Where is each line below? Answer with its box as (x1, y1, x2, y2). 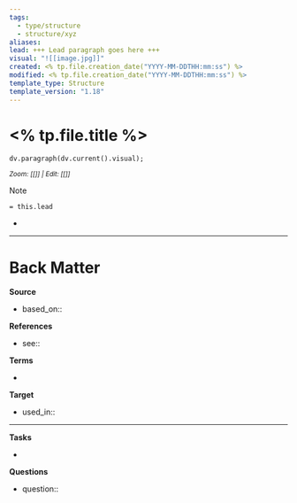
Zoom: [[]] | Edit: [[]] (9, 170, 71, 179)
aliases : (9, 37, 42, 47)
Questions (9, 467, 49, 477)
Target (9, 390, 34, 400)
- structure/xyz (17, 29, 77, 38)
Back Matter (9, 258, 101, 277)
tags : (9, 12, 29, 22)
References (9, 321, 53, 332)
